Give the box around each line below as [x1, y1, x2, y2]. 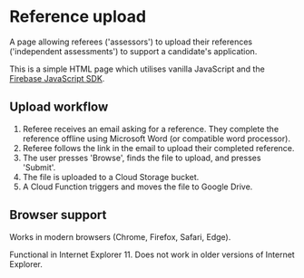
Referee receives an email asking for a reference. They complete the [22, 123, 279, 134]
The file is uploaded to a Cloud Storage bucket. [22, 171, 200, 182]
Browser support [9, 207, 107, 223]
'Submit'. [22, 161, 56, 173]
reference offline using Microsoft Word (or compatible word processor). [22, 133, 290, 144]
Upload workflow [9, 100, 109, 115]
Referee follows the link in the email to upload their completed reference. [22, 142, 295, 153]
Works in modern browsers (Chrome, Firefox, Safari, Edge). [9, 231, 231, 242]
